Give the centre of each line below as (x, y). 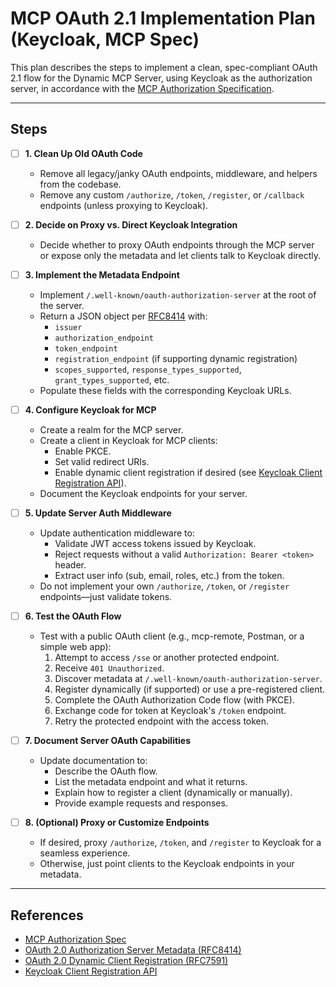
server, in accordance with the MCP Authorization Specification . (142, 88)
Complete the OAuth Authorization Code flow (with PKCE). (174, 700)
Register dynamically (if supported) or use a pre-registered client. (190, 689)
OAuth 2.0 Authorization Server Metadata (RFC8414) (133, 950)
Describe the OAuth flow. (106, 771)
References (47, 915)
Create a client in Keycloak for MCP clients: (128, 440)
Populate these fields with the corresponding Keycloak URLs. (165, 390)
